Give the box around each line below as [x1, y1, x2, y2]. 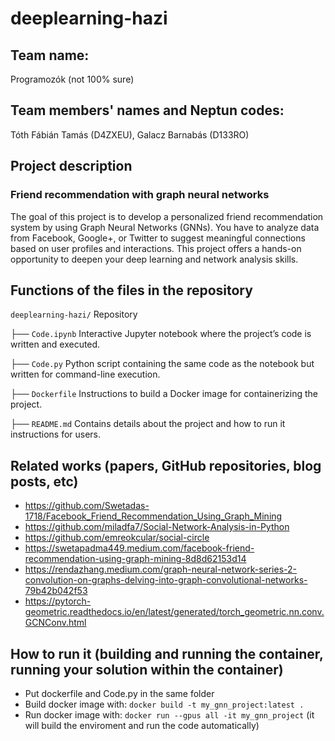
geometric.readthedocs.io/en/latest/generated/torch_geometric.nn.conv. [24, 606, 325, 618]
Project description [10, 158, 133, 175]
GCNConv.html [24, 617, 87, 629]
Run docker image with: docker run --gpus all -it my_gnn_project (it [24, 708, 315, 721]
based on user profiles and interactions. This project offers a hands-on [10, 242, 302, 254]
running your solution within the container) [10, 661, 284, 678]
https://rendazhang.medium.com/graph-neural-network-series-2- [24, 563, 297, 576]
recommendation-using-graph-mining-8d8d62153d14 [24, 553, 247, 565]
